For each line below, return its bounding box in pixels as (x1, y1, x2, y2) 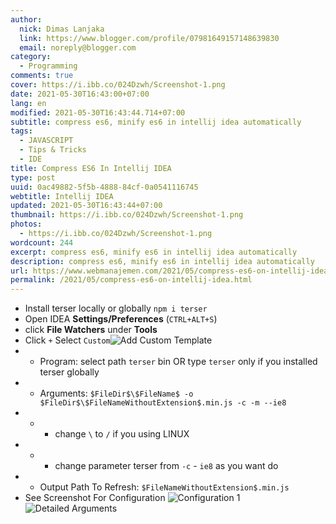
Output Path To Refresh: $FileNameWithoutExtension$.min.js (39, 481, 290, 493)
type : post (10, 172, 56, 183)
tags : (10, 126, 33, 136)
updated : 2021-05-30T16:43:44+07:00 (10, 201, 163, 211)
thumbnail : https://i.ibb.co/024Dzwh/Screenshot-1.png (10, 210, 244, 220)
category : (10, 52, 52, 62)
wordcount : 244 (10, 237, 74, 248)
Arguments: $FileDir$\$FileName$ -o (39, 387, 194, 400)
